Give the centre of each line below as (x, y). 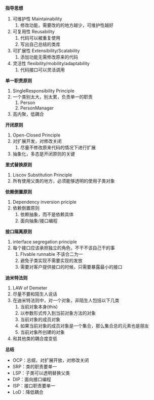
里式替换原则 (18, 165)
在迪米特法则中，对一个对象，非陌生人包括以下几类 (66, 300)
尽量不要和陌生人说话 (35, 294)
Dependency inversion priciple (45, 202)
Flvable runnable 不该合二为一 (52, 254)
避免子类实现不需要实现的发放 (51, 260)
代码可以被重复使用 (40, 38)
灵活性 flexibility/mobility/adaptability (51, 63)
